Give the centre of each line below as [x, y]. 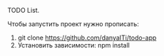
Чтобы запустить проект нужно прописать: [73, 24]
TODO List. [24, 10]
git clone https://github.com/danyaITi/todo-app [87, 38]
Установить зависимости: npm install [74, 45]
